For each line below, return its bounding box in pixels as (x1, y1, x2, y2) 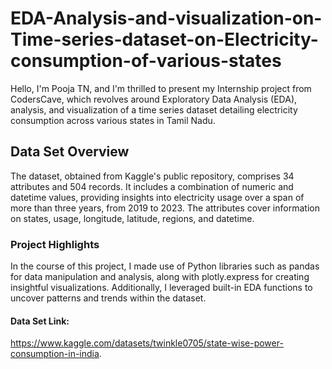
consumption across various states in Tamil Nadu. (10, 114, 216, 126)
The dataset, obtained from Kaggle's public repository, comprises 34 (10, 170, 295, 182)
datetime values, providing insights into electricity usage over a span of (10, 191, 305, 203)
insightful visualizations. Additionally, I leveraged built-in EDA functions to (10, 282, 313, 294)
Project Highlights (10, 237, 100, 251)
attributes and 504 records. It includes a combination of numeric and (10, 180, 294, 192)
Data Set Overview (10, 143, 130, 161)
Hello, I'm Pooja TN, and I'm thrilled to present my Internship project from (10, 82, 312, 94)
